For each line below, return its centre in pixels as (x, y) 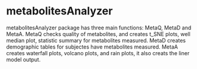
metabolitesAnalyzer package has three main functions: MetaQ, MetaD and (99, 28)
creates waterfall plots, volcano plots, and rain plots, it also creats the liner (98, 53)
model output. (23, 59)
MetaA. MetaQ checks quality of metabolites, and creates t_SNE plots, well (98, 34)
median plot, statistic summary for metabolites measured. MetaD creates (96, 40)
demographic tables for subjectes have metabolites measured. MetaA (92, 47)
